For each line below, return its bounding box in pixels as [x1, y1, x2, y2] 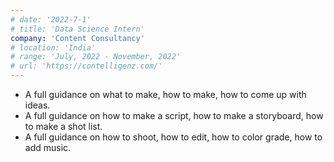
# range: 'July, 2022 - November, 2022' [10, 52, 182, 62]
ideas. [24, 99, 51, 111]
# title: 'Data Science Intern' [10, 24, 145, 34]
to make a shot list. [24, 121, 103, 132]
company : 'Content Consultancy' [10, 33, 145, 43]
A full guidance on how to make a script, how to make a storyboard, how [24, 110, 324, 121]
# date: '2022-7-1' [10, 14, 92, 25]
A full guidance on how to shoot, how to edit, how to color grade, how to [24, 131, 323, 143]
